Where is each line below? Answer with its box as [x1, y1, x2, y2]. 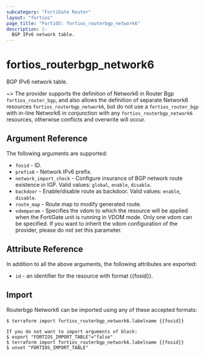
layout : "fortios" [6, 15, 53, 21]
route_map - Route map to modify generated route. [15, 200, 142, 207]
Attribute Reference [6, 244, 84, 254]
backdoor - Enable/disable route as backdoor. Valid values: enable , [15, 187, 181, 195]
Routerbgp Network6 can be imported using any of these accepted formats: [6, 306, 198, 313]
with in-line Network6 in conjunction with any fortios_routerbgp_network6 [6, 109, 193, 117]
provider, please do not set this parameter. [15, 226, 122, 234]
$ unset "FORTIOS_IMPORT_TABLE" [6, 344, 88, 351]
